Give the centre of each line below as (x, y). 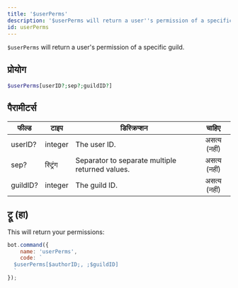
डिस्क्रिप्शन (134, 128)
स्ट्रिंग (51, 165)
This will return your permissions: (56, 232)
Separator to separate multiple (126, 160)
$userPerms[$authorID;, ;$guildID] (66, 265)
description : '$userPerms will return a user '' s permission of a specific (120, 21)
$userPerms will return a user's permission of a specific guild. (96, 48)
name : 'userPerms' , (49, 251)
